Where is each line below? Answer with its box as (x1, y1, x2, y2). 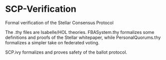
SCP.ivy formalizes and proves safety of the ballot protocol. (5, 49, 128, 55)
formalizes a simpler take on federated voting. (5, 39, 100, 45)
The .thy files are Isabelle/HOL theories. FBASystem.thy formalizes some (5, 29, 155, 35)
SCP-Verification (5, 3, 76, 15)
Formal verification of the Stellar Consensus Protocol (5, 20, 114, 26)
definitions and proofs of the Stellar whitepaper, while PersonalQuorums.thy (5, 34, 161, 40)
